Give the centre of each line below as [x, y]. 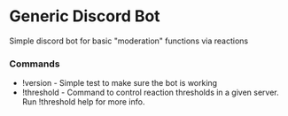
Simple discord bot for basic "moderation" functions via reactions [129, 41]
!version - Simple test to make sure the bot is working [120, 83]
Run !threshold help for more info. [83, 102]
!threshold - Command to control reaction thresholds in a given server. [150, 93]
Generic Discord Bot [85, 16]
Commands [35, 64]
